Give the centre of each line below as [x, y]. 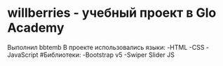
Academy [36, 28]
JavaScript [23, 55]
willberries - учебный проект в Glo [112, 13]
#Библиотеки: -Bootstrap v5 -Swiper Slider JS [107, 55]
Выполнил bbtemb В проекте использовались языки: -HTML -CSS [106, 47]
